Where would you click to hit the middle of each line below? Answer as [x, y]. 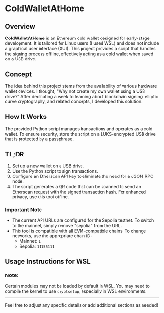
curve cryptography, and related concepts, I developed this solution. [74, 101]
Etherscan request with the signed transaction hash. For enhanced [79, 192]
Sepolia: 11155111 [37, 246]
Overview [20, 27]
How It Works [26, 117]
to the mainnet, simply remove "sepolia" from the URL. [67, 225]
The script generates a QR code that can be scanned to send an [77, 187]
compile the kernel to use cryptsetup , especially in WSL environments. [76, 291]
